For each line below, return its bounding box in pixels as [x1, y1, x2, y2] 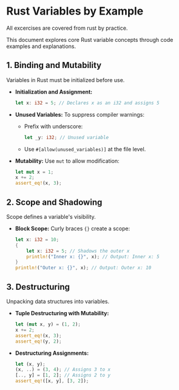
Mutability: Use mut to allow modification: [15, 157, 120, 165]
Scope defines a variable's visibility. [6, 213, 96, 220]
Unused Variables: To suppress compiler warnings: [15, 111, 144, 118]
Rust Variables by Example [6, 4, 144, 18]
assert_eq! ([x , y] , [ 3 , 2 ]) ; [15, 378, 89, 384]
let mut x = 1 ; [15, 169, 54, 175]
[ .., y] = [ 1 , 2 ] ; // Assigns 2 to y [15, 372, 111, 378]
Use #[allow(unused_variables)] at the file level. [24, 145, 146, 152]
